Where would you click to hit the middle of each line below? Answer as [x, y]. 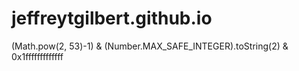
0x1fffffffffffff [37, 56]
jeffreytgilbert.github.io [112, 18]
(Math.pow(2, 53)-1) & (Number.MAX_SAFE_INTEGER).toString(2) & [150, 46]
